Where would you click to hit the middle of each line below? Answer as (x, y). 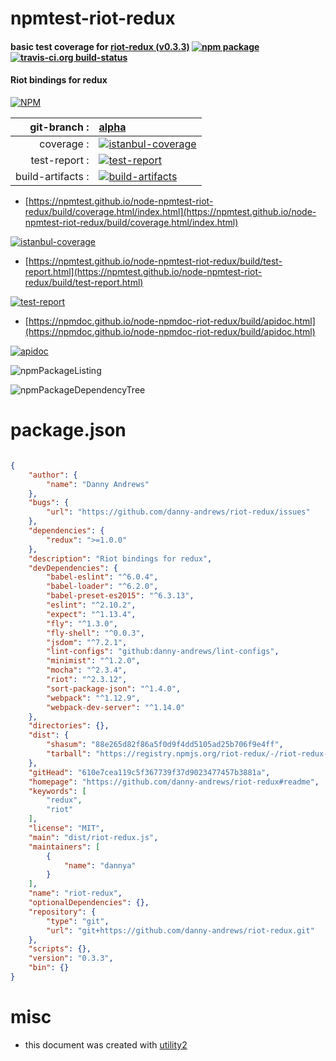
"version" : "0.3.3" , (71, 958)
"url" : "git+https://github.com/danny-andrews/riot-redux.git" (180, 930)
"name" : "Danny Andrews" (98, 484)
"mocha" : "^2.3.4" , (87, 670)
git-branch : (59, 127)
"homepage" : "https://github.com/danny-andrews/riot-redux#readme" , (174, 782)
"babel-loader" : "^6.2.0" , (102, 587)
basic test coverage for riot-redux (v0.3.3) (100, 46)
